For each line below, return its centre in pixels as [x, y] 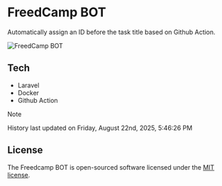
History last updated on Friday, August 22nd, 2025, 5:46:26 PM [100, 128]
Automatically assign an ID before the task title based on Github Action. [111, 32]
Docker [28, 92]
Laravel [28, 85]
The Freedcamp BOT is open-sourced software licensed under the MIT [111, 167]
